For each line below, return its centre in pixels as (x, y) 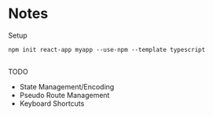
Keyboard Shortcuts (52, 103)
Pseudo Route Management (64, 96)
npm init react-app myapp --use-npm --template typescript (107, 49)
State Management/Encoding (67, 87)
